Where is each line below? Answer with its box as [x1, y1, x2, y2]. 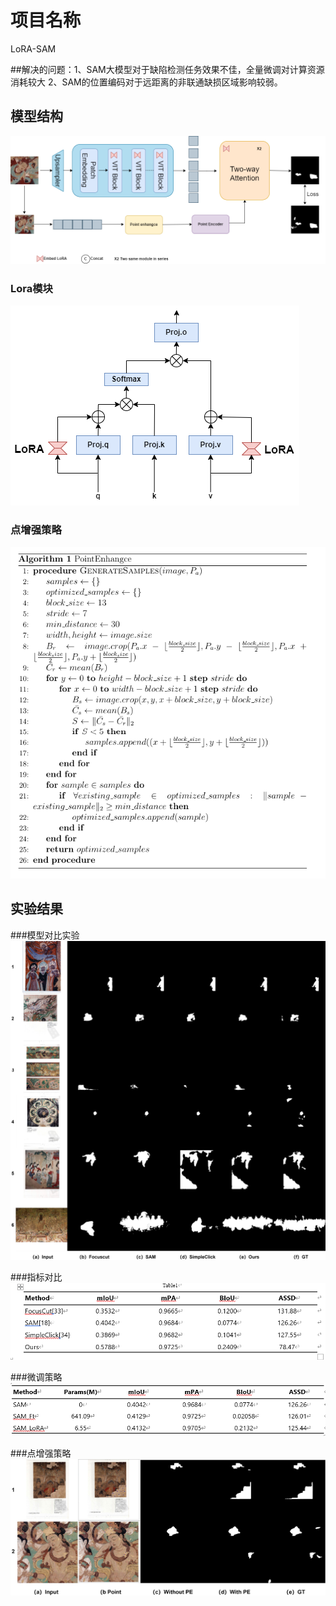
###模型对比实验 [10, 929, 80, 941]
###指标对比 [10, 1271, 63, 1283]
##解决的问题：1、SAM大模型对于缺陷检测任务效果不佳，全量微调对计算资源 [10, 63, 325, 75]
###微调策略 [10, 1371, 63, 1383]
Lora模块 [10, 282, 53, 296]
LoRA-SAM [10, 42, 57, 55]
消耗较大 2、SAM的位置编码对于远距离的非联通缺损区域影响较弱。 [10, 76, 283, 88]
